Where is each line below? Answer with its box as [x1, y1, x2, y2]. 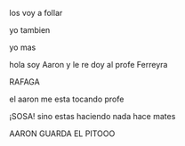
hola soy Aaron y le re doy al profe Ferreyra [9, 60, 168, 69]
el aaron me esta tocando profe [9, 93, 125, 104]
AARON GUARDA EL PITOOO [9, 128, 116, 139]
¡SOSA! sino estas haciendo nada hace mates [9, 111, 176, 121]
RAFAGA [9, 77, 40, 87]
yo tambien [9, 25, 51, 35]
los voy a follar [9, 8, 63, 18]
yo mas [9, 42, 36, 53]
